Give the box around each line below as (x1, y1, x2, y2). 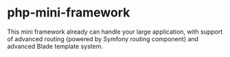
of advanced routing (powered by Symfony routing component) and (7, 34, 199, 43)
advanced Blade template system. (7, 42, 103, 50)
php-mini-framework (7, 5, 130, 21)
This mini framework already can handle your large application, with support (7, 27, 223, 36)
